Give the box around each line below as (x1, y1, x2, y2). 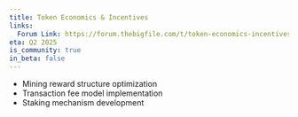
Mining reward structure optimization (21, 79, 158, 89)
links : (9, 21, 34, 30)
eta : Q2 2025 (9, 37, 58, 47)
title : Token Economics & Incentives (9, 12, 149, 22)
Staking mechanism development (21, 97, 145, 107)
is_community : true (9, 46, 82, 55)
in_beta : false (9, 54, 66, 63)
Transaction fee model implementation (21, 88, 163, 98)
